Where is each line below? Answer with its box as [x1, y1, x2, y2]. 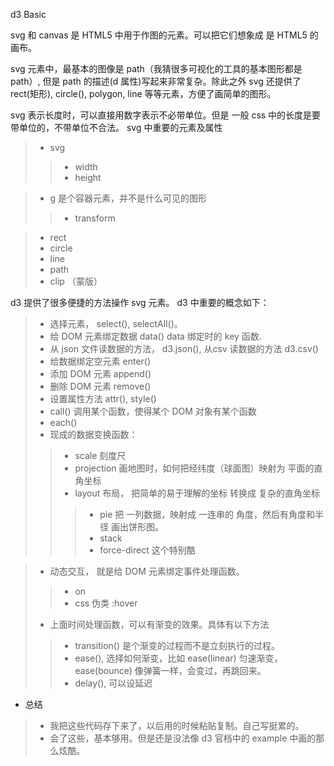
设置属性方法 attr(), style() [49, 393, 157, 404]
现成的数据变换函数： [49, 429, 138, 440]
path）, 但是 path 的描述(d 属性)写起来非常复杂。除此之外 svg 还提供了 [10, 75, 302, 87]
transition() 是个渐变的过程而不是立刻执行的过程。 [74, 640, 280, 651]
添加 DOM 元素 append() [49, 368, 152, 379]
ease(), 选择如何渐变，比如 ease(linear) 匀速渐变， [74, 652, 283, 664]
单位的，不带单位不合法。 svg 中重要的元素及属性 [18, 122, 223, 133]
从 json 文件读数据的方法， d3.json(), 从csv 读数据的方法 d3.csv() [49, 343, 319, 354]
